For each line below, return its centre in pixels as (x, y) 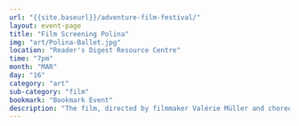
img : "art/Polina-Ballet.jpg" (65, 42)
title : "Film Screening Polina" (69, 34)
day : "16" (28, 75)
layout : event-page (45, 26)
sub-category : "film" (49, 91)
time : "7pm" (31, 59)
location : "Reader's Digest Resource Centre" (95, 51)
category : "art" (39, 83)
